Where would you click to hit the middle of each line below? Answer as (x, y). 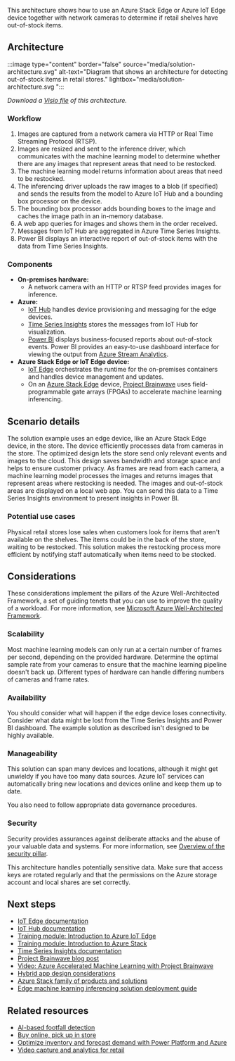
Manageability (32, 753)
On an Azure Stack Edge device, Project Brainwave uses (109, 384)
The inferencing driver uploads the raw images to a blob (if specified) (118, 187)
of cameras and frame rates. (48, 679)
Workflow (25, 118)
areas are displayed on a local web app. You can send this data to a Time (113, 491)
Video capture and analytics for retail (71, 1050)
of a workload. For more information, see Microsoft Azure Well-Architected (115, 608)
